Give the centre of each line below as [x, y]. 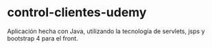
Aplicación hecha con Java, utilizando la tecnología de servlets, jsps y [106, 31]
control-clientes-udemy [77, 13]
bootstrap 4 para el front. [43, 38]
